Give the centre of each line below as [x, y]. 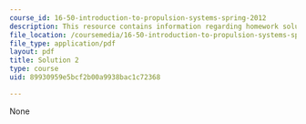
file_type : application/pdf [63, 43]
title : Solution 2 [44, 60]
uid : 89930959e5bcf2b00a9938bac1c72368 [85, 77]
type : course [34, 69]
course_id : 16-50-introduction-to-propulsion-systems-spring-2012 [138, 18]
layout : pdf [32, 52]
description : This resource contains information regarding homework [144, 26]
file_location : [38, 35]
